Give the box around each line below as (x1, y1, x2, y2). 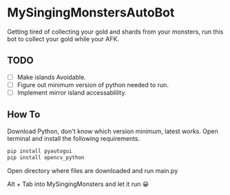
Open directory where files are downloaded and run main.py (7, 166, 178, 174)
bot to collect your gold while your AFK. (7, 34, 119, 43)
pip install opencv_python (7, 154, 85, 161)
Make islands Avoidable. (17, 73, 86, 81)
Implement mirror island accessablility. (17, 88, 127, 97)
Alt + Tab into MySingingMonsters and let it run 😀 (7, 180, 149, 188)
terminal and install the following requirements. (7, 134, 140, 142)
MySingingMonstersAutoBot (7, 5, 175, 21)
